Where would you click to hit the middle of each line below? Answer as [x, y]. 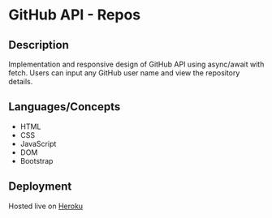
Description [39, 45]
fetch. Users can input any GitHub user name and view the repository [124, 73]
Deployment [40, 187]
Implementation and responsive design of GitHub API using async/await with [136, 64]
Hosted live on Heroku [46, 206]
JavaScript [38, 143]
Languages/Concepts [65, 107]
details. [21, 81]
